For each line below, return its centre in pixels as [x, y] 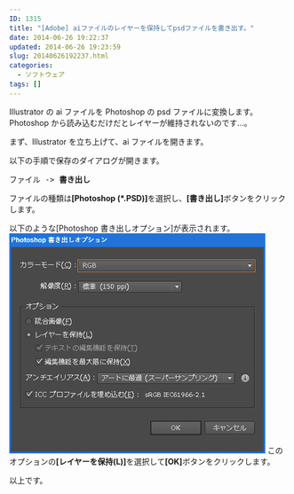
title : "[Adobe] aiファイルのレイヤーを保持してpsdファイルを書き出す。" [132, 28]
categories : [31, 66]
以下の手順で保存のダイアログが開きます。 [87, 161]
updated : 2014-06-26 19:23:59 [65, 47]
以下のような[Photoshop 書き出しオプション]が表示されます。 [122, 228]
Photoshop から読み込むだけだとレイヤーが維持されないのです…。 [131, 122]
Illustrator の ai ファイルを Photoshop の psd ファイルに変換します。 [134, 112]
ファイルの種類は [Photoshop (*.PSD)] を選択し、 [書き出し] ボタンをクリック [147, 198]
